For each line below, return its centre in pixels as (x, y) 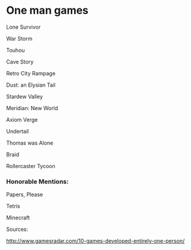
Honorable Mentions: (38, 181)
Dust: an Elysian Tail (31, 85)
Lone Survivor (23, 27)
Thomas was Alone (30, 143)
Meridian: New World (32, 108)
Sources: (17, 229)
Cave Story (20, 62)
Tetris (13, 206)
